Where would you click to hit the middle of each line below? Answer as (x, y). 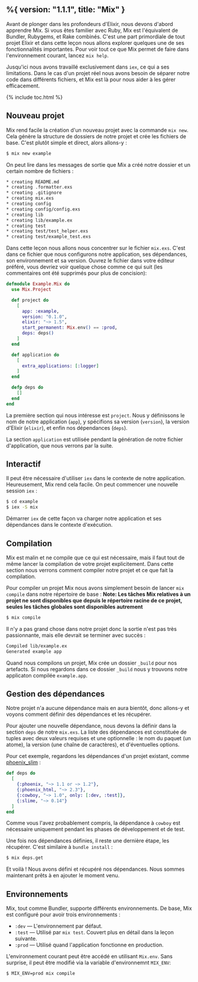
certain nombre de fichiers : (40, 171)
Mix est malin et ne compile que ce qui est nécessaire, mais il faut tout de (95, 558)
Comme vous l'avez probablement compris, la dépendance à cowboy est (93, 823)
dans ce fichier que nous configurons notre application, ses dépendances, (97, 254)
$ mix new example (29, 153)
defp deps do (27, 388)
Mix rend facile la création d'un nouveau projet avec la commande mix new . (97, 130)
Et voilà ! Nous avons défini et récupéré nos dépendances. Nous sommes (95, 869)
